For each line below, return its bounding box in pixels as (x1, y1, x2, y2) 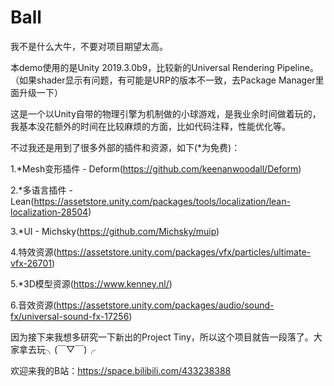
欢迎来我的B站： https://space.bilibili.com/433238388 (10, 364, 232, 376)
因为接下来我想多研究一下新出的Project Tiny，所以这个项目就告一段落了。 (10, 331, 314, 343)
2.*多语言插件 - (10, 184, 73, 196)
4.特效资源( (10, 246, 57, 258)
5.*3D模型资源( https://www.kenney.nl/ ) (10, 277, 173, 290)
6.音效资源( (10, 299, 57, 311)
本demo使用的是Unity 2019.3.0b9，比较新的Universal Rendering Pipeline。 (10, 61, 319, 73)
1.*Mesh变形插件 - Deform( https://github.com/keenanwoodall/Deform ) (10, 162, 302, 175)
